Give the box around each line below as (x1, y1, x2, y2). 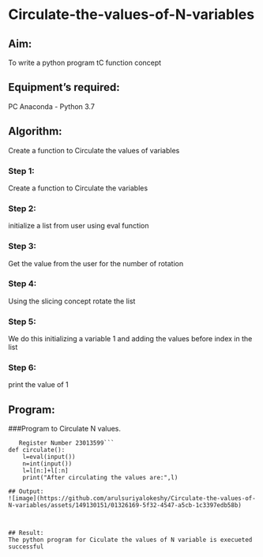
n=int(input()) (22, 460, 73, 468)
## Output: (8, 487, 44, 495)
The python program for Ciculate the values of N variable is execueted (8, 536, 253, 544)
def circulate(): (8, 446, 66, 454)
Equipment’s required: (8, 81, 120, 94)
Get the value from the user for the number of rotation (8, 258, 184, 268)
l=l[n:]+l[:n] (22, 467, 69, 475)
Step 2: (8, 203, 37, 214)
